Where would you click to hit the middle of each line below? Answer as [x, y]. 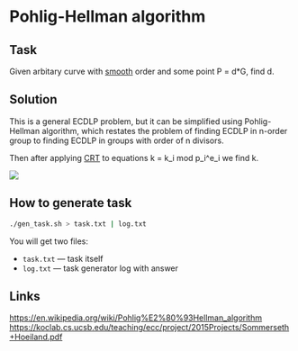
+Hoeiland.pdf [36, 337]
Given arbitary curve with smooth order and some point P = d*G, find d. [142, 71]
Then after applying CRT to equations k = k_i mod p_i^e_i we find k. [134, 157]
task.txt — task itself [63, 258]
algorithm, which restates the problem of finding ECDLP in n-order [165, 130]
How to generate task [71, 203]
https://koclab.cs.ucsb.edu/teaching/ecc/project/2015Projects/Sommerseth [149, 328]
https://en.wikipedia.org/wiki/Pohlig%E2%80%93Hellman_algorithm [136, 318]
